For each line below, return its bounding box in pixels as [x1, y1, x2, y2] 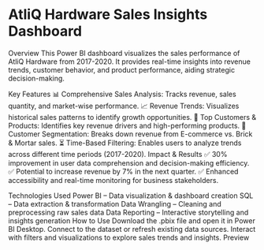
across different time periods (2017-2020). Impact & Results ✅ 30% [8, 149, 228, 159]
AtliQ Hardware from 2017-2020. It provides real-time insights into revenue [8, 57, 251, 66]
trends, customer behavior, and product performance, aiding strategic [8, 65, 235, 74]
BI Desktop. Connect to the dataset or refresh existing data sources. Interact [8, 224, 256, 233]
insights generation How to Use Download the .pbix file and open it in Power [8, 215, 256, 226]
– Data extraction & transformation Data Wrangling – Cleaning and [8, 199, 222, 208]
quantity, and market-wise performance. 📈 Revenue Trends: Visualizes [8, 101, 240, 110]
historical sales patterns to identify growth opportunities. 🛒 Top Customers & [8, 112, 257, 121]
